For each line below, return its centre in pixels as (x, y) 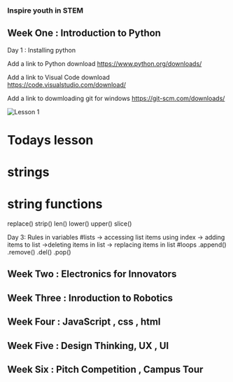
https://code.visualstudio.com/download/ (67, 84)
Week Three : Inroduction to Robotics (90, 298)
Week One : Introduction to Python (84, 33)
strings (28, 172)
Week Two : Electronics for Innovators (92, 274)
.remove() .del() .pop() (39, 252)
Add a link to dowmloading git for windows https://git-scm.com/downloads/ (116, 98)
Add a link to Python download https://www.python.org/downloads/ (105, 63)
